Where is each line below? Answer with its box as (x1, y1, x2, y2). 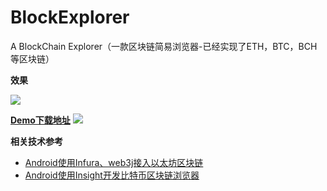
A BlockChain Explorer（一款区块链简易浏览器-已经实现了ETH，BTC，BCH (10, 40, 318, 52)
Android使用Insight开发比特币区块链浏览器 (24, 169, 200, 181)
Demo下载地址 (10, 114, 71, 126)
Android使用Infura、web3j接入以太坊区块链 (24, 156, 204, 168)
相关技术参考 (10, 135, 63, 147)
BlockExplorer (10, 6, 130, 29)
